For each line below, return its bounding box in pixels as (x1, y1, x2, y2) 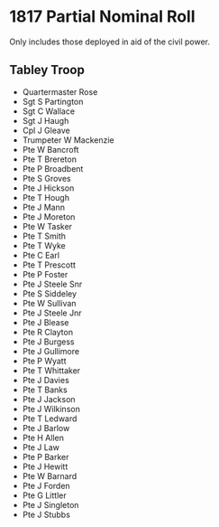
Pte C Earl (22, 249, 60, 260)
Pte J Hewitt (22, 461, 68, 472)
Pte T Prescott (22, 259, 77, 270)
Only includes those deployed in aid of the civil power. (9, 36, 210, 47)
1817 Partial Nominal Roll (9, 6, 196, 27)
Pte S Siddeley (22, 287, 78, 299)
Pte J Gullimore (22, 345, 79, 356)
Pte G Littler (22, 490, 67, 501)
